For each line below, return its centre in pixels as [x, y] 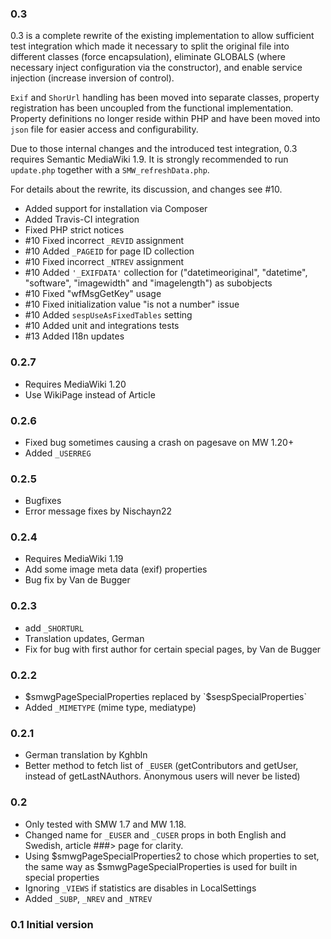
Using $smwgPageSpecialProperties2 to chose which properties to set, [172, 856]
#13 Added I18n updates [74, 336]
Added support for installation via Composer [116, 209]
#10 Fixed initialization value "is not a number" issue [132, 304]
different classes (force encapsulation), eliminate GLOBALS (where [148, 57]
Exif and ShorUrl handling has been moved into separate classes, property [165, 98]
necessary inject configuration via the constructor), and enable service [156, 68]
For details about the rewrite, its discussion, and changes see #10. [146, 189]
